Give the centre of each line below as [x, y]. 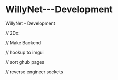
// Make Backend [23, 43]
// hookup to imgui [25, 52]
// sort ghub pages [25, 62]
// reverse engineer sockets [34, 72]
